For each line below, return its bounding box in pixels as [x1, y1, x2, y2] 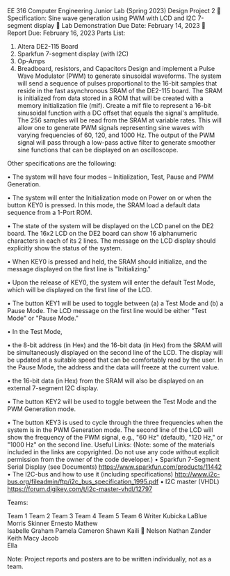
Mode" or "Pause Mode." [7, 314, 79, 322]
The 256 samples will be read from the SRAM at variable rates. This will [17, 116, 222, 125]
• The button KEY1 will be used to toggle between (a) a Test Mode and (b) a [7, 299, 224, 307]
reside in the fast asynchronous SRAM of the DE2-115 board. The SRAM [17, 87, 223, 95]
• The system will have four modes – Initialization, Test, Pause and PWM [7, 173, 214, 181]
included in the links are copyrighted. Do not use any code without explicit [7, 448, 220, 456]
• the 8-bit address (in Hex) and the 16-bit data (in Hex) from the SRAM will [7, 341, 222, 349]
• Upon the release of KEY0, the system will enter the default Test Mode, [7, 278, 215, 287]
